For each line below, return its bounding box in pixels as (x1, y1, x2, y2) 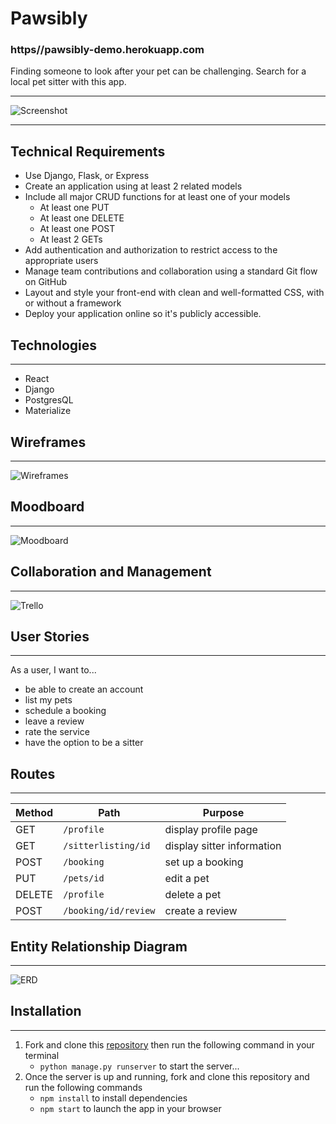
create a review (164, 904, 238, 918)
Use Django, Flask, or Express (24, 170, 150, 182)
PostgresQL (24, 394, 74, 406)
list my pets (24, 694, 73, 706)
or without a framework (24, 297, 122, 309)
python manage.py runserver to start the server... (39, 1060, 240, 1072)
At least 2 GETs (39, 233, 103, 246)
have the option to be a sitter (24, 737, 144, 749)
